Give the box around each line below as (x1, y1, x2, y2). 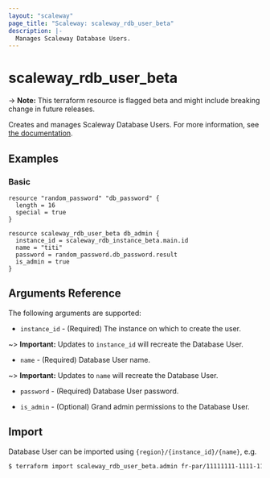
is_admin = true (15, 257, 70, 266)
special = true (15, 208, 67, 216)
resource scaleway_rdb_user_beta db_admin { (8, 229, 160, 238)
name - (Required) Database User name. (19, 355, 151, 364)
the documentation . (8, 128, 74, 138)
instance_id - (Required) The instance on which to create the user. (19, 323, 242, 333)
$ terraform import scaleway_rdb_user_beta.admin (8, 462, 178, 470)
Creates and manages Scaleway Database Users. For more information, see (8, 120, 260, 130)
